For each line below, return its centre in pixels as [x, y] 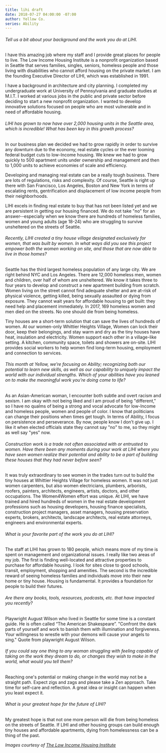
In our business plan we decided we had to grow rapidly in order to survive [82, 144]
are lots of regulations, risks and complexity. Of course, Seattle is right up [80, 180]
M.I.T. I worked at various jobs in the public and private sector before [76, 96]
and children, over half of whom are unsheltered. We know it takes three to [81, 280]
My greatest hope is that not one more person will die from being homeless [82, 720]
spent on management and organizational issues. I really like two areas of [80, 555]
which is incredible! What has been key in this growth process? [70, 129]
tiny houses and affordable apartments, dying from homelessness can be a [82, 730]
